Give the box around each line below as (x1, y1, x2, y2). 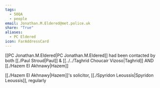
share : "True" (5, 25, 34, 30)
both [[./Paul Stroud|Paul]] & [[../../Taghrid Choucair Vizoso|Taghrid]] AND (5, 57, 154, 64)
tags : (5, 7, 16, 12)
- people (9, 16, 27, 21)
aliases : (5, 30, 23, 35)
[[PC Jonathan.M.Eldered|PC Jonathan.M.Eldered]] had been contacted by (5, 52, 156, 58)
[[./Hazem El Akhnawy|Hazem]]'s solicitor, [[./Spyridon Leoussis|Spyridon (5, 72, 154, 78)
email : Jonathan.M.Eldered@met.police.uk (5, 21, 91, 26)
